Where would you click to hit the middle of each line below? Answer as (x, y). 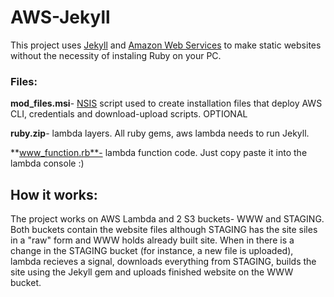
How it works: (54, 194)
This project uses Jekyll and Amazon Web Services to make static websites (166, 45)
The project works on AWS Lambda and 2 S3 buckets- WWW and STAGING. (167, 219)
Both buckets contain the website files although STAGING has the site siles (164, 230)
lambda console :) (47, 163)
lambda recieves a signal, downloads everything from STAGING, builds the (163, 262)
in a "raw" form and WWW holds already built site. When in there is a (152, 240)
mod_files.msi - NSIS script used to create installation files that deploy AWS (166, 103)
